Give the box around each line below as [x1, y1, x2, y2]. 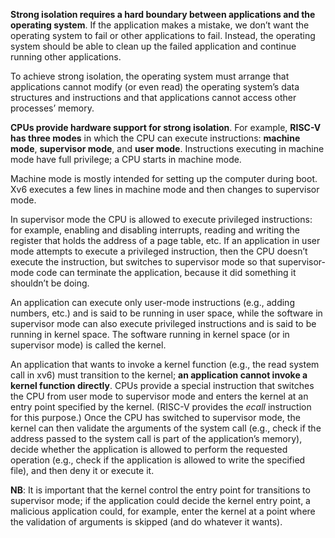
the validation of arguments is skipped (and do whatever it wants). [10, 516, 283, 528]
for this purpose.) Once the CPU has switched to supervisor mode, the [10, 412, 301, 423]
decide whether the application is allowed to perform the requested [10, 444, 288, 455]
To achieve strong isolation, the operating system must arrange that [10, 70, 290, 82]
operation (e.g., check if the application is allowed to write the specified [10, 454, 306, 466]
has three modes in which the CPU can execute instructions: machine [10, 132, 301, 144]
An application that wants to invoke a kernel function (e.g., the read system [10, 359, 320, 370]
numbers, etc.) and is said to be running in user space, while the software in [10, 307, 323, 319]
